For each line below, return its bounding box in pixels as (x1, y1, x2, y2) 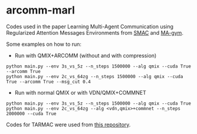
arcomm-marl (6, 4, 75, 17)
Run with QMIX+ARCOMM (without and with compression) (14, 52, 157, 59)
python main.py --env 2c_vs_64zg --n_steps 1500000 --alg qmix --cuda (6, 73, 183, 79)
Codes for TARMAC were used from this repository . (6, 121, 131, 128)
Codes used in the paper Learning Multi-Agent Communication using (6, 23, 174, 30)
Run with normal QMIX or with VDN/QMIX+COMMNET (14, 89, 146, 96)
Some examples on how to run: (6, 41, 81, 48)
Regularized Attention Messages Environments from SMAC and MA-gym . (6, 29, 184, 36)
